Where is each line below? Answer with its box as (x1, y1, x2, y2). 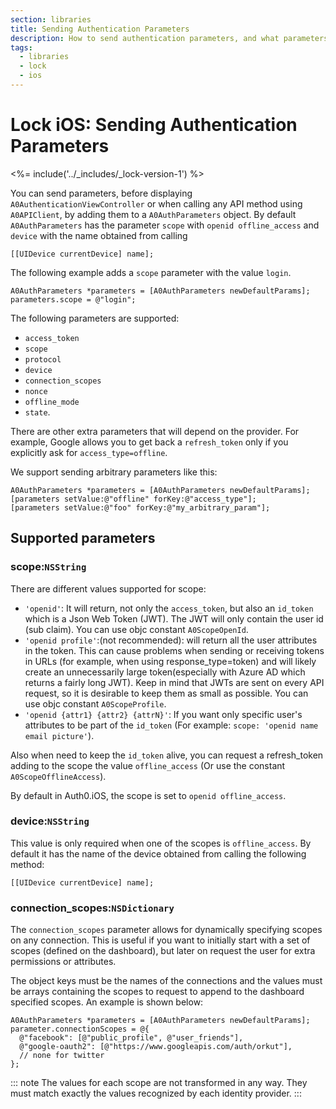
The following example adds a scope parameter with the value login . (10, 266, 292, 278)
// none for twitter (19, 1051, 105, 1061)
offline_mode (24, 397, 80, 407)
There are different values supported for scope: (10, 582, 207, 595)
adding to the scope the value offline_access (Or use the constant (10, 759, 286, 771)
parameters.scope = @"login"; (10, 294, 137, 305)
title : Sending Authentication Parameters (10, 24, 190, 34)
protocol (24, 354, 62, 365)
